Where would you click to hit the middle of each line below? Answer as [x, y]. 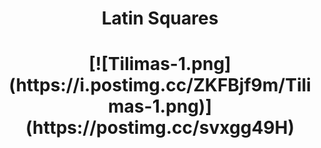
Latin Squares [160, 18]
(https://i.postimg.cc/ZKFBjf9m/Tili [160, 85]
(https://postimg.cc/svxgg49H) [160, 128]
